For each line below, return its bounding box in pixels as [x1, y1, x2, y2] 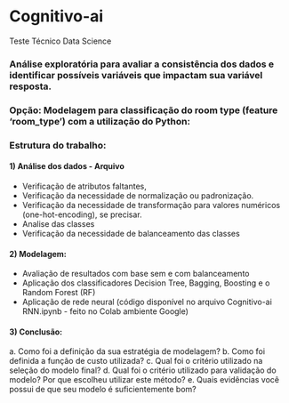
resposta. [9, 80, 52, 93]
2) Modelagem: [9, 248, 67, 259]
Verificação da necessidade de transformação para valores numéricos [21, 199, 281, 210]
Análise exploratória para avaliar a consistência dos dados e [9, 58, 275, 70]
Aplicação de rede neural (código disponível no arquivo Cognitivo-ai [21, 296, 273, 308]
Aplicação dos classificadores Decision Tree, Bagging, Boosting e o [21, 278, 270, 288]
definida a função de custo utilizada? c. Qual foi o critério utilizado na [9, 356, 263, 367]
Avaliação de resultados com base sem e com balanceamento [21, 269, 250, 279]
